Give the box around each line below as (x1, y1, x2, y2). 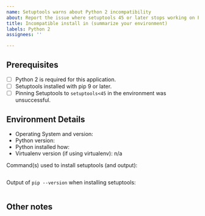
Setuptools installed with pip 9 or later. (15, 83, 112, 90)
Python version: (15, 137, 55, 144)
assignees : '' (6, 32, 43, 38)
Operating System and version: (15, 130, 93, 137)
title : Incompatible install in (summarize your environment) (6, 20, 168, 26)
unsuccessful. (15, 96, 51, 104)
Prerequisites (6, 59, 59, 70)
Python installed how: (15, 143, 70, 150)
